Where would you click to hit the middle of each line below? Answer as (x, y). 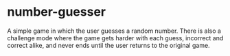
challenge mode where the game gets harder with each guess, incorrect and (115, 38)
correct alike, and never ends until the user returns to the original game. (109, 45)
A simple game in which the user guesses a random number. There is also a (114, 31)
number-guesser (57, 12)
